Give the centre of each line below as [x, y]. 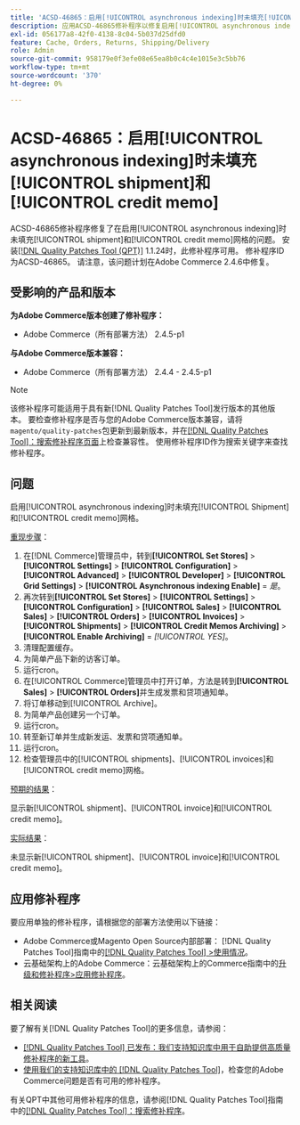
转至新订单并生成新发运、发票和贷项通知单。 [105, 737]
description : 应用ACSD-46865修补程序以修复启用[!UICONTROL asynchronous [140, 26]
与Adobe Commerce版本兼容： [68, 354]
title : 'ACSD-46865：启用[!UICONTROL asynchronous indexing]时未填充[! [141, 17]
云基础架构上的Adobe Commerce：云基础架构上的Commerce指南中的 [151, 963]
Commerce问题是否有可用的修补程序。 [94, 1080]
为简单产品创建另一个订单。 [74, 714]
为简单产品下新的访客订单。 [74, 659]
